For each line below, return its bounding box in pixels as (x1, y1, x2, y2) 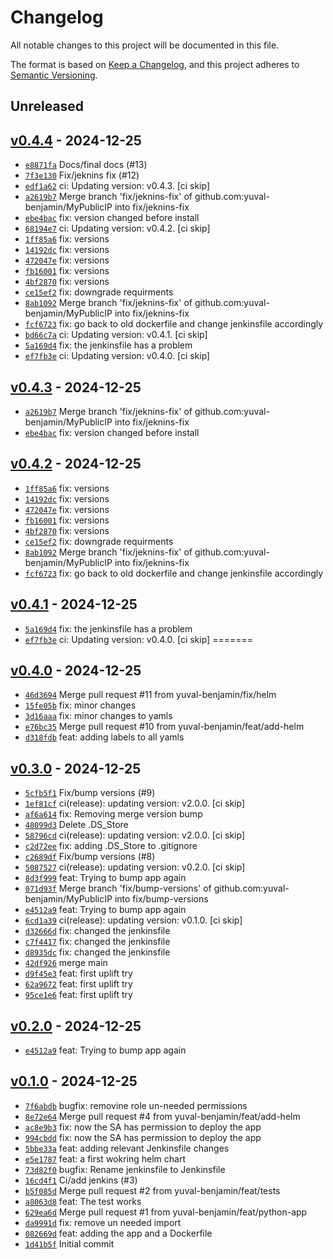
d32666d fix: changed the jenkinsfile (24, 925, 171, 937)
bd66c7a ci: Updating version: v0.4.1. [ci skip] (24, 329, 208, 341)
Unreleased (10, 98, 85, 115)
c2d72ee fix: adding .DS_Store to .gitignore (24, 840, 198, 852)
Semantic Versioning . (10, 69, 98, 81)
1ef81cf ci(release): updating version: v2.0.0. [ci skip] (24, 797, 246, 810)
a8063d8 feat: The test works (24, 1195, 142, 1207)
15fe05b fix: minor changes (24, 699, 137, 711)
